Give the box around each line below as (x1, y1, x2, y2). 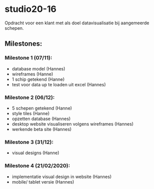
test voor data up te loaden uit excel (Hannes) (11, 81, 106, 87)
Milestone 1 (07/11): (4, 55, 53, 62)
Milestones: (4, 40, 42, 48)
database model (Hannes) (11, 65, 66, 71)
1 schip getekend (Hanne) (11, 76, 65, 82)
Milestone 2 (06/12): (4, 94, 55, 101)
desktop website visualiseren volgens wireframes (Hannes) (11, 121, 134, 127)
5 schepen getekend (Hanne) (11, 105, 72, 111)
